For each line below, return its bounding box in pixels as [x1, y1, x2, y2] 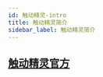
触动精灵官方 [8, 56, 70, 70]
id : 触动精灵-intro [8, 11, 67, 19]
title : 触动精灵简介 [8, 19, 68, 26]
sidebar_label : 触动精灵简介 [8, 26, 96, 33]
